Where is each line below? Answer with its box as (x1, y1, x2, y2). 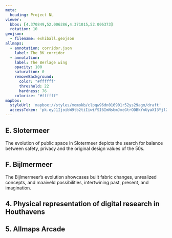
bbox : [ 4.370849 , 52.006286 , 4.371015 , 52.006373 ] (10, 21, 114, 27)
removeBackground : (14, 74, 54, 79)
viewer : (5, 17, 22, 22)
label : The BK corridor (14, 50, 66, 55)
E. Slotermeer (5, 126, 50, 135)
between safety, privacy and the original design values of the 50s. (5, 145, 145, 152)
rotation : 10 (10, 27, 38, 32)
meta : (5, 7, 17, 13)
